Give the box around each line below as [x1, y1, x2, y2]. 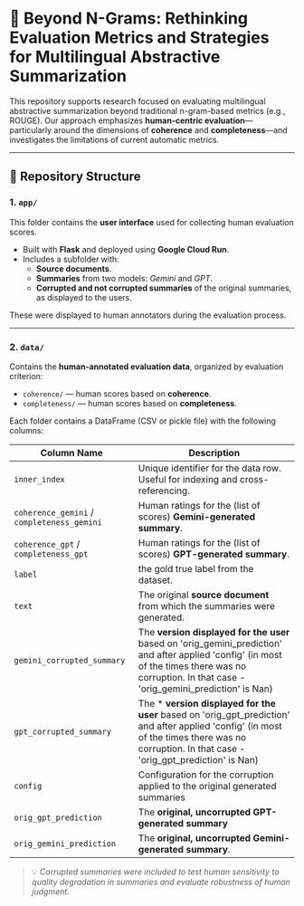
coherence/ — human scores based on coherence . [22, 388, 212, 399]
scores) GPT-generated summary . [138, 548, 290, 560]
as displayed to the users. [35, 291, 133, 302]
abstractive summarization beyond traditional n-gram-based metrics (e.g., [9, 105, 286, 116]
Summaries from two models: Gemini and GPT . [35, 272, 214, 283]
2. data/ [9, 340, 45, 353]
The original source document [138, 588, 270, 601]
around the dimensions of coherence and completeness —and [53, 124, 288, 135]
